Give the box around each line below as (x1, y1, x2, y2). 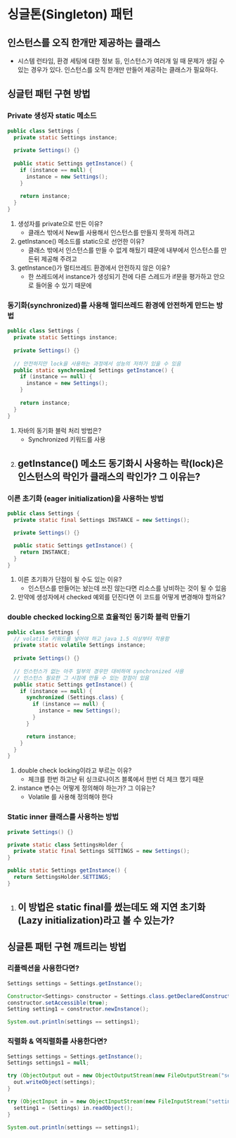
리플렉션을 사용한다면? (7, 963, 79, 973)
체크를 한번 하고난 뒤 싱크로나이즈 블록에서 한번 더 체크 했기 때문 (27, 775, 204, 784)
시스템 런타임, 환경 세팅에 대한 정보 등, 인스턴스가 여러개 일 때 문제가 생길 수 (17, 57, 225, 65)
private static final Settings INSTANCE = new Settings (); (13, 517, 190, 524)
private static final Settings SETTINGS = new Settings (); (13, 848, 190, 855)
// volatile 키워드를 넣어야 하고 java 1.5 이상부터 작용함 (13, 635, 170, 642)
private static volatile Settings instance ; (13, 642, 146, 649)
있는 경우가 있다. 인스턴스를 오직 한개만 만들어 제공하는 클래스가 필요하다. (17, 65, 218, 74)
